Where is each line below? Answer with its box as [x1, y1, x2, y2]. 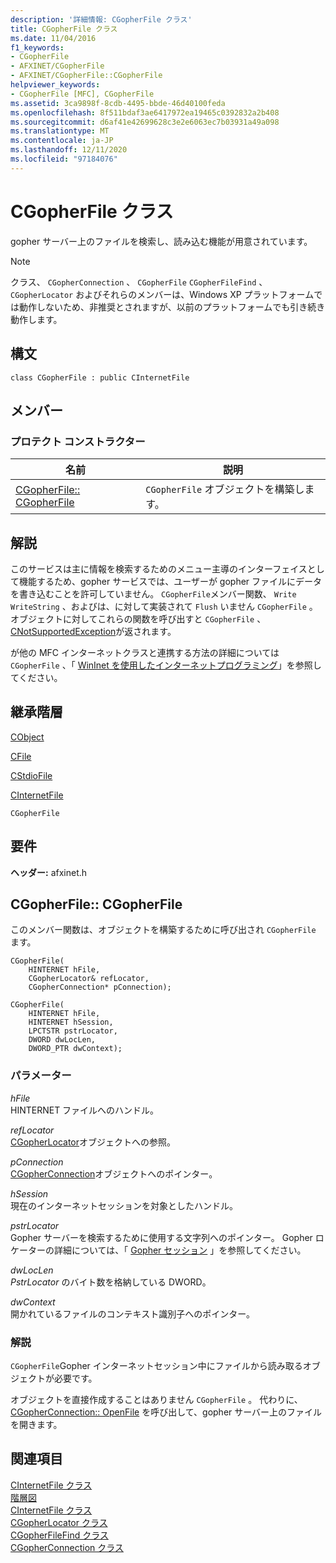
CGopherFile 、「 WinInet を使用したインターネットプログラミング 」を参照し [10, 659, 322, 671]
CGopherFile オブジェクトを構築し [145, 482, 305, 496]
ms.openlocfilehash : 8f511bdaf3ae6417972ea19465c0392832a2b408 [10, 107, 280, 118]
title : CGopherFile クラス [10, 24, 118, 34]
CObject [10, 731, 45, 743]
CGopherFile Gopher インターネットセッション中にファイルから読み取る [10, 1360, 303, 1372]
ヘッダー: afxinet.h [10, 866, 88, 878]
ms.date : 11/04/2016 [10, 33, 97, 43]
